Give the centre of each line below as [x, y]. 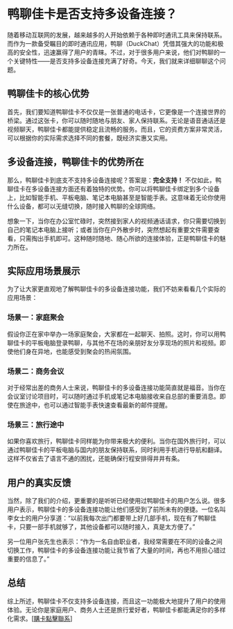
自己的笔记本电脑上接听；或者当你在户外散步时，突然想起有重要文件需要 [110, 230]
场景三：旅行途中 [36, 424]
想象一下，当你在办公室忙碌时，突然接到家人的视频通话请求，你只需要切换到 [116, 221]
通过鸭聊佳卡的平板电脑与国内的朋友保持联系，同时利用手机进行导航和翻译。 [116, 450]
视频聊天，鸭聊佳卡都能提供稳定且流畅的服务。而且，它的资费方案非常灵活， [116, 129]
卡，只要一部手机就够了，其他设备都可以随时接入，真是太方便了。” [101, 527]
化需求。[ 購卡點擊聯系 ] [40, 618]
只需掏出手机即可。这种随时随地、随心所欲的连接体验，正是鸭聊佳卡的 [119, 238]
